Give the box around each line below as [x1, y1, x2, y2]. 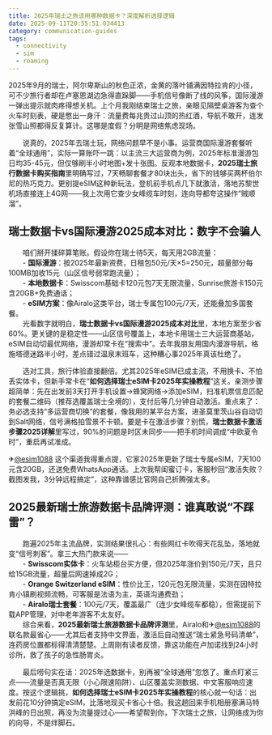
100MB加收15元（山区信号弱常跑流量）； [8, 268, 142, 278]
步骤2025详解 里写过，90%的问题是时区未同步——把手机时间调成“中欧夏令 [8, 427, 259, 436]
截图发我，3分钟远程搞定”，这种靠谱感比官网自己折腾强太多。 [8, 474, 215, 484]
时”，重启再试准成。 [8, 436, 76, 446]
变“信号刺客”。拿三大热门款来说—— [8, 548, 129, 559]
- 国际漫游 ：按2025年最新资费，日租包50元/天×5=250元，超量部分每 [22, 257, 253, 267]
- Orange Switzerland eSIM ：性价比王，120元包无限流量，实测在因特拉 [22, 579, 262, 588]
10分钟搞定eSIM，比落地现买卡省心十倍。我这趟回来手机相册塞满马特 [29, 697, 261, 707]
